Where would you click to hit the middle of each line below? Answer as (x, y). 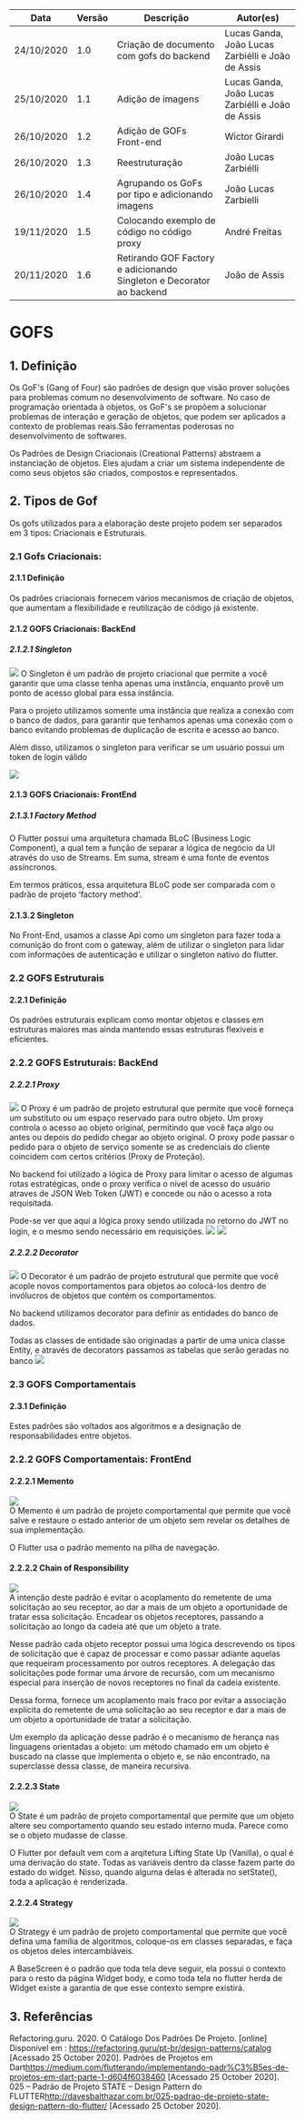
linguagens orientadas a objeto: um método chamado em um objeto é (139, 1746)
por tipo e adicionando (165, 194)
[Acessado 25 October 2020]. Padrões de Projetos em (111, 2057)
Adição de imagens (158, 99)
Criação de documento (166, 44)
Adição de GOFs (152, 131)
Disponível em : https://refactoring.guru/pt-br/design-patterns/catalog (141, 2047)
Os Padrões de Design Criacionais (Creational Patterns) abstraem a (135, 454)
